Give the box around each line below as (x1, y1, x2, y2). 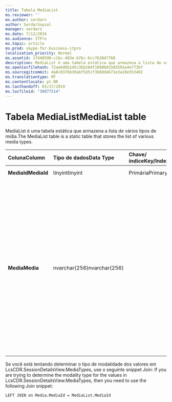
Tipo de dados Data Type (53, 154, 115, 161)
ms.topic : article (5, 41, 45, 46)
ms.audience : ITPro (5, 36, 47, 42)
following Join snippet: (5, 383, 53, 389)
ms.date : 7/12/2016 (5, 31, 47, 36)
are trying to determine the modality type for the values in (5, 372, 127, 378)
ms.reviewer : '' (5, 12, 40, 17)
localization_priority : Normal (5, 50, 72, 56)
